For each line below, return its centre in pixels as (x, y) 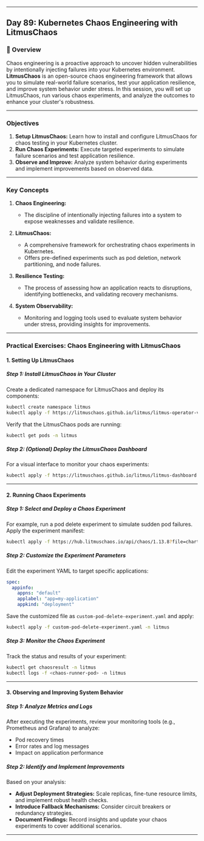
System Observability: (44, 306)
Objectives (23, 123)
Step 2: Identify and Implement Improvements (66, 766)
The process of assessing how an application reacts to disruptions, (108, 288)
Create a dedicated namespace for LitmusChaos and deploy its (85, 389)
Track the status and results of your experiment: (66, 656)
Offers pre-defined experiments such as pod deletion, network (102, 258)
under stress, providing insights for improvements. (87, 324)
